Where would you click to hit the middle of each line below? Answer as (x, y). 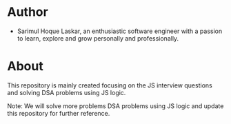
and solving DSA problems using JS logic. (67, 92)
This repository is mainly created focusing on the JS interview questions (110, 85)
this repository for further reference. (59, 113)
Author (28, 12)
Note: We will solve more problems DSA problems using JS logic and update (115, 106)
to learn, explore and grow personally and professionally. (98, 38)
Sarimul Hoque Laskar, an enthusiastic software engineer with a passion (120, 31)
